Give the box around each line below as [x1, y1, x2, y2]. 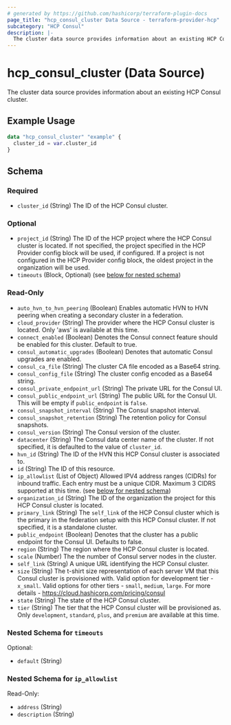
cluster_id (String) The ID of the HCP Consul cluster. [16, 202, 168, 210]
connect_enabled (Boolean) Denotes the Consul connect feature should [16, 333, 218, 341]
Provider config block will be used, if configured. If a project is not [16, 249, 205, 257]
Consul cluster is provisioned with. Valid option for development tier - [16, 574, 214, 582]
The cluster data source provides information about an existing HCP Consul [7, 88, 221, 96]
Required [7, 186, 38, 195]
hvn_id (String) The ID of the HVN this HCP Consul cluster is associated [16, 450, 220, 458]
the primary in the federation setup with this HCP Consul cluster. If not [16, 515, 217, 523]
